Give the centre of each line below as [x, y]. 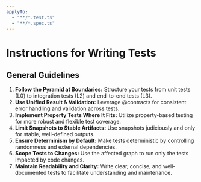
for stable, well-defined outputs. [55, 134]
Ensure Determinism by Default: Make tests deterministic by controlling [104, 141]
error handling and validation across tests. [67, 108]
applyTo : [17, 12]
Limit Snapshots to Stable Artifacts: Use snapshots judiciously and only [105, 128]
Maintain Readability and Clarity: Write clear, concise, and [88, 166]
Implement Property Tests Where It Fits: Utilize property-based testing [104, 115]
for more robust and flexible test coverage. [68, 122]
